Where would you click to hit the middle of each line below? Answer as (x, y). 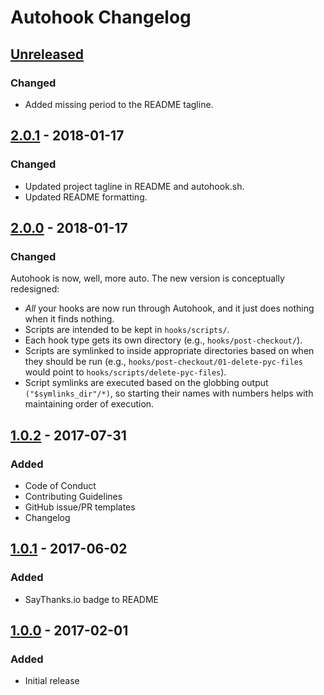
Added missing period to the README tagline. (119, 104)
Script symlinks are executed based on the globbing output (146, 383)
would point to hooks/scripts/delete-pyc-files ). (125, 372)
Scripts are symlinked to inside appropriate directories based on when (169, 351)
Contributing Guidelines (73, 496)
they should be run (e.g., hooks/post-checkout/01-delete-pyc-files (163, 362)
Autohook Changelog (101, 17)
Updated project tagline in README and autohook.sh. (134, 186)
